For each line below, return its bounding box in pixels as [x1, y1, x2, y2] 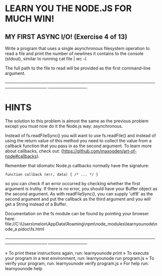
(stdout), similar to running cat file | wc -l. [5, 56, 88, 61]
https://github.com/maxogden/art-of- [62, 148, 137, 154]
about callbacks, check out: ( [5, 148, 63, 154]
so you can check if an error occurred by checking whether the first [5, 180, 140, 186]
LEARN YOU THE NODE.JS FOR [5, 3, 132, 14]
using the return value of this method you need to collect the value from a [5, 138, 152, 143]
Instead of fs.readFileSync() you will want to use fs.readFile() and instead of [5, 132, 156, 138]
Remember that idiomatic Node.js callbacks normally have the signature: [5, 162, 149, 168]
